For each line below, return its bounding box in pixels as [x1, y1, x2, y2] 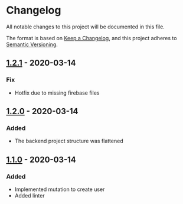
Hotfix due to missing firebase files [14, 89, 100, 96]
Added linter [14, 192, 45, 199]
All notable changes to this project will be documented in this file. [6, 23, 165, 30]
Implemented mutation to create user [14, 186, 105, 193]
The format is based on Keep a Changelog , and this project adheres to [6, 34, 177, 41]
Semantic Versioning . [6, 41, 58, 48]
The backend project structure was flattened [14, 137, 123, 145]
